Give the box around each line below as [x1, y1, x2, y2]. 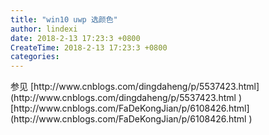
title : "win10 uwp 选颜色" [10, 14, 118, 25]
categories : [10, 52, 60, 62]
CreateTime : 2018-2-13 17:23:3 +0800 [10, 42, 168, 53]
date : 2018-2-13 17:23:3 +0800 [10, 33, 141, 43]
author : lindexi [10, 24, 78, 34]
